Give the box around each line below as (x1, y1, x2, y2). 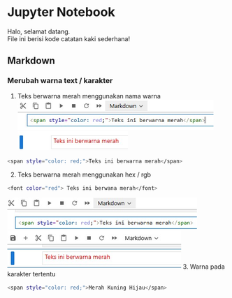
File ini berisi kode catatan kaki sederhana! (7, 34, 131, 43)
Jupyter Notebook (7, 4, 115, 20)
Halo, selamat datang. (7, 27, 71, 36)
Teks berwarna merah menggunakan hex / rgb (17, 170, 152, 179)
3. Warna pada (182, 262, 225, 271)
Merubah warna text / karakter (7, 76, 113, 86)
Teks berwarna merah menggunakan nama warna (17, 91, 161, 100)
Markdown (7, 55, 56, 67)
